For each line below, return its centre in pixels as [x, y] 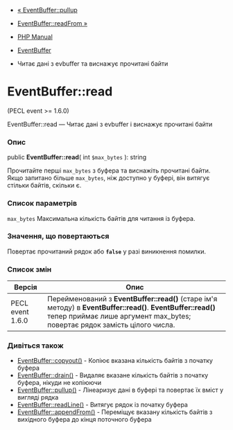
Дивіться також [35, 346]
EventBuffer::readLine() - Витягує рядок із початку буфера [103, 405]
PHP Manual [35, 37]
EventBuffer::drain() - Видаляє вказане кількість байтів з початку [113, 375]
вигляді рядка [38, 397]
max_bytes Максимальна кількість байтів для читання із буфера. [101, 218]
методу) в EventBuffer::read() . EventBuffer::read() [131, 307]
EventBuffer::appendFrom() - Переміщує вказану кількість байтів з [115, 412]
